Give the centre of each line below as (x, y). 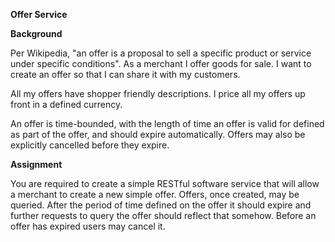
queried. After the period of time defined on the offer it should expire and (161, 205)
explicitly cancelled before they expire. (90, 145)
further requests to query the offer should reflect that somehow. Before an (163, 215)
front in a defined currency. (66, 104)
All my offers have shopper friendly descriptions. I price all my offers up (158, 93)
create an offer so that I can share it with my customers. (125, 74)
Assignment (36, 164)
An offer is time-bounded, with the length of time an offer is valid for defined (167, 123)
